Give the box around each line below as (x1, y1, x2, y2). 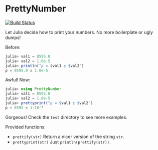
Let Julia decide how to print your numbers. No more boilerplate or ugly (5, 29, 153, 35)
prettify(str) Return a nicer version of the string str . (12, 133, 124, 139)
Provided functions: (5, 123, 46, 130)
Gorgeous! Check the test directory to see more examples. (5, 114, 128, 120)
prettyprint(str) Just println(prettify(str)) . (12, 138, 111, 145)
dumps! (5, 34, 21, 40)
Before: (5, 44, 21, 50)
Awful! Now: (5, 77, 31, 83)
